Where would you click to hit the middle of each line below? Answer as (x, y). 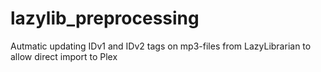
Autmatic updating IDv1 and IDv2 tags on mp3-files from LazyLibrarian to (161, 46)
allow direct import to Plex (64, 56)
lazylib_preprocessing (105, 18)
